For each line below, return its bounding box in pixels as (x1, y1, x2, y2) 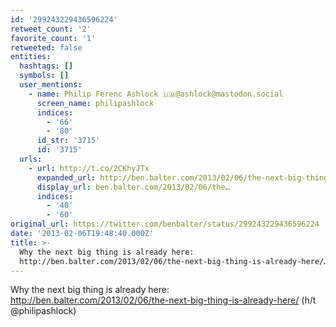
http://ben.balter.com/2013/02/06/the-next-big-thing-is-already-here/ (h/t (10, 294, 317, 306)
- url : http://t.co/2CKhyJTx (28, 163, 150, 173)
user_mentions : (19, 80, 83, 90)
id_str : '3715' (36, 136, 101, 146)
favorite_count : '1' (10, 33, 97, 43)
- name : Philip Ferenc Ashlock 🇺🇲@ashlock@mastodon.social (28, 89, 284, 99)
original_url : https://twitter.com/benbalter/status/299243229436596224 (10, 219, 320, 230)
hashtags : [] (19, 61, 74, 71)
